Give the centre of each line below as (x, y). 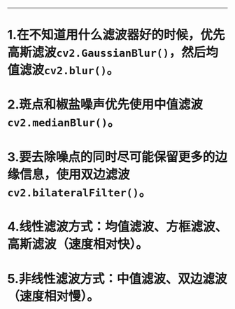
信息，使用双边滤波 (75, 174)
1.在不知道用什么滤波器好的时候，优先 (116, 35)
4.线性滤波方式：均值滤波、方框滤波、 (117, 227)
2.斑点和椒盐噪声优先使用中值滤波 (105, 105)
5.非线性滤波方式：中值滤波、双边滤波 (117, 279)
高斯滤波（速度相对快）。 (78, 244)
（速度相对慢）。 (54, 296)
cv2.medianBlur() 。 (64, 122)
